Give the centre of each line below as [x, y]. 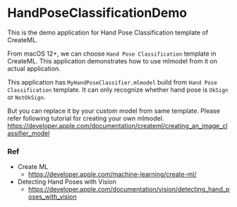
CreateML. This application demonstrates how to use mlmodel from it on [112, 61]
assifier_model [29, 133]
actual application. [34, 68]
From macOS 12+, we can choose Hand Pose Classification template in [112, 54]
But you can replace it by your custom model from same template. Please [114, 111]
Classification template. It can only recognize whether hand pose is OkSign [118, 89]
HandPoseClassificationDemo [97, 13]
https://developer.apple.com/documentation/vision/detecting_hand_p [129, 189]
